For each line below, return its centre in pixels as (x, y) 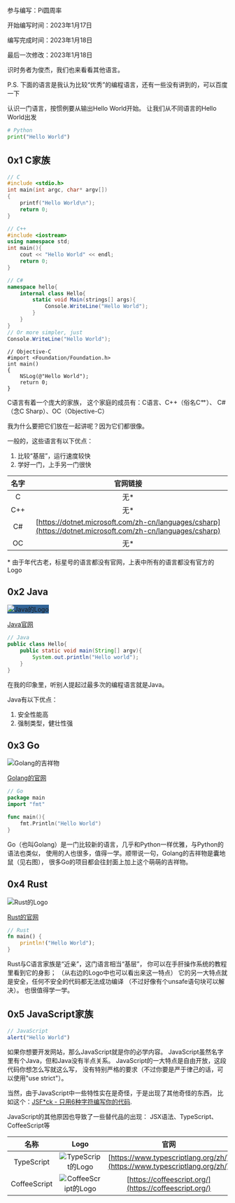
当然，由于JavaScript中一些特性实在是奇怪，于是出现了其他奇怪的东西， (112, 1093)
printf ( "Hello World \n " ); (58, 203)
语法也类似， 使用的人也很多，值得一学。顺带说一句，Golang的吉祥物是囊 (113, 853)
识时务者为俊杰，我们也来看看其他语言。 (65, 70)
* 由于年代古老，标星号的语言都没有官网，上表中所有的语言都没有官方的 (111, 562)
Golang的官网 (27, 778)
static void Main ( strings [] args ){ (84, 300)
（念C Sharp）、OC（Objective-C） (58, 411)
